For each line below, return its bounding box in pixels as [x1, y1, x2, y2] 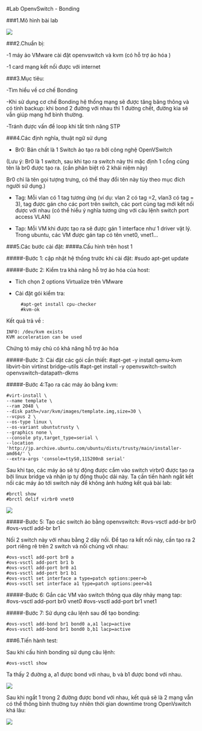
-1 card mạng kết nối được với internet [6, 63, 101, 70]
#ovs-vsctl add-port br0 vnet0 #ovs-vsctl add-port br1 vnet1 [6, 598, 157, 605]
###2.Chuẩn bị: [6, 40, 45, 47]
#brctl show [6, 491, 36, 497]
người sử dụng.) [6, 182, 46, 189]
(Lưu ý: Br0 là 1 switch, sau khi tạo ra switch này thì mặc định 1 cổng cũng [6, 158, 190, 165]
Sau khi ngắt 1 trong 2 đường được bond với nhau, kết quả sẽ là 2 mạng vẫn [6, 694, 194, 701]
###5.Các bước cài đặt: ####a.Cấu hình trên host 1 [6, 243, 133, 250]
